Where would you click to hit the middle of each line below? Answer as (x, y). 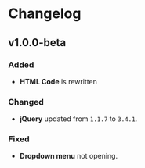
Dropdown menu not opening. (69, 156)
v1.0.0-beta (37, 43)
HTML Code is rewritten (58, 81)
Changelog (45, 14)
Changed (26, 102)
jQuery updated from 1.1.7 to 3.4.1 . (78, 119)
